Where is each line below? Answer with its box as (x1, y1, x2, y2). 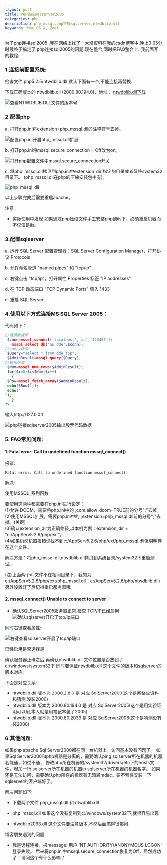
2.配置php (5, 113, 30, 120)
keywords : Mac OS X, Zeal (5, 26, 59, 31)
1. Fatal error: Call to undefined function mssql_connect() (5, 448, 126, 454)
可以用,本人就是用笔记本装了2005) (16, 708, 88, 714)
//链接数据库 (5, 333, 28, 338)
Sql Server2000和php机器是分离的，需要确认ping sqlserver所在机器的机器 (9, 753, 163, 759)
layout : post (5, 7, 32, 12)
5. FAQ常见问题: (5, 436, 43, 443)
